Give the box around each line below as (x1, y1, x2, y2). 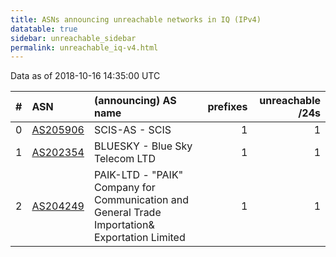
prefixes (207, 100, 248, 114)
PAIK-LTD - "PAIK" (93, 168, 184, 182)
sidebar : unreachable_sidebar (10, 33, 137, 43)
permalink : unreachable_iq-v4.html (10, 42, 159, 53)
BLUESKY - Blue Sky (93, 139, 193, 153)
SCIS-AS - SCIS (93, 123, 172, 137)
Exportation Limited (93, 231, 186, 245)
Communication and (93, 193, 190, 207)
